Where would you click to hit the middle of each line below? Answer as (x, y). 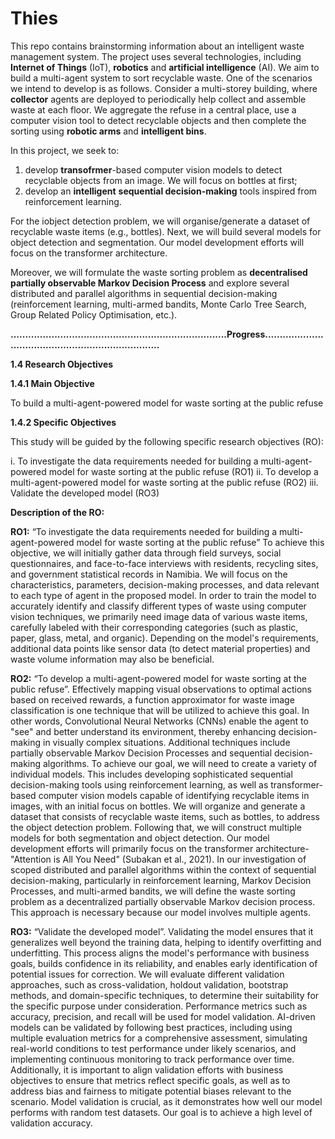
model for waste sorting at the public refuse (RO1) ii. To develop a (183, 471)
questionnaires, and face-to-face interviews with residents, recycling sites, (164, 563)
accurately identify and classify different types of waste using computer (158, 606)
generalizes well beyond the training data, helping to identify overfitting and (166, 942)
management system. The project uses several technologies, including (156, 56)
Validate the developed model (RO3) (85, 493)
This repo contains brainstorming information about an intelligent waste (157, 46)
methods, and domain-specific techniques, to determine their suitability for (165, 995)
